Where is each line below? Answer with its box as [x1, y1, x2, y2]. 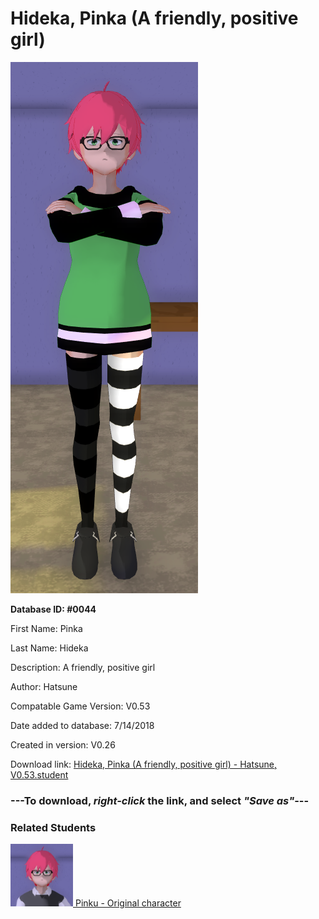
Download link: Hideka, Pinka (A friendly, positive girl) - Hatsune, [10, 758, 278, 770]
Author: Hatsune [10, 680, 78, 692]
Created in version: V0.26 [10, 738, 116, 751]
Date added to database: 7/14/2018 [10, 719, 155, 731]
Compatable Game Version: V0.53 [10, 700, 151, 712]
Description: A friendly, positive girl [10, 661, 156, 673]
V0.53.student [10, 768, 69, 781]
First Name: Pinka [10, 622, 83, 634]
